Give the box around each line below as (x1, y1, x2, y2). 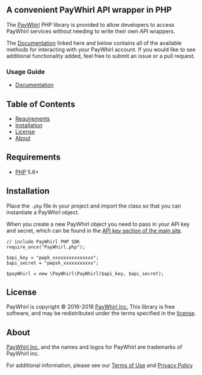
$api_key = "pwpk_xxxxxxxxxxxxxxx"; (6, 254, 99, 261)
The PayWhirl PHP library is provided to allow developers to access (6, 21, 175, 28)
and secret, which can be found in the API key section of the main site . (6, 226, 183, 234)
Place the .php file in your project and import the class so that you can (6, 202, 181, 209)
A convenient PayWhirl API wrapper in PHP (6, 5, 172, 15)
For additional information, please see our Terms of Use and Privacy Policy (6, 362, 193, 369)
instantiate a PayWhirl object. (6, 208, 79, 216)
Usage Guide (6, 67, 45, 75)
